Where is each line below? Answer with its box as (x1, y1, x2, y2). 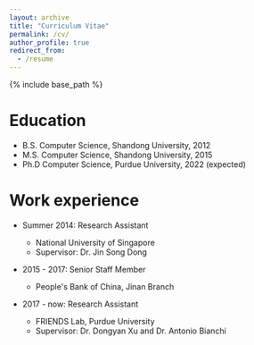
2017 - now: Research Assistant (21, 299, 139, 309)
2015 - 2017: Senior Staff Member (21, 264, 146, 274)
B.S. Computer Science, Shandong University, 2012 (21, 139, 211, 150)
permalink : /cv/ (9, 29, 70, 38)
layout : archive (9, 13, 70, 22)
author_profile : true (9, 38, 90, 47)
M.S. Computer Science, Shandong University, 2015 (21, 149, 213, 160)
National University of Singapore (35, 237, 156, 248)
